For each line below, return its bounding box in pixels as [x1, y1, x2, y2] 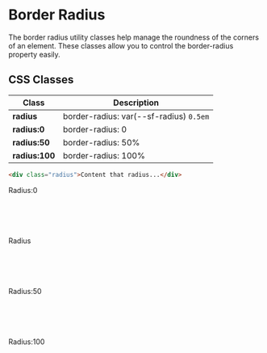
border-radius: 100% [63, 149, 145, 161]
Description [112, 97, 160, 108]
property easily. [8, 49, 60, 59]
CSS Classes [8, 73, 74, 86]
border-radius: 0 [63, 124, 127, 135]
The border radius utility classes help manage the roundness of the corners [8, 32, 260, 42]
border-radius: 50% [63, 137, 140, 148]
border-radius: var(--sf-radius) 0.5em [63, 111, 210, 122]
